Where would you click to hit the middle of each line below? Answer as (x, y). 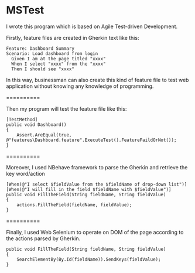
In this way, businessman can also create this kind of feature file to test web (97, 80)
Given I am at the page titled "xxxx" (59, 59)
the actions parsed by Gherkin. (43, 238)
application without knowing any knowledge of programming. (80, 86)
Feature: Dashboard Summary (40, 48)
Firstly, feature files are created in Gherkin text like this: (73, 37)
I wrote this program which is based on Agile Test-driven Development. (92, 26)
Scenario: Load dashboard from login (52, 53)
